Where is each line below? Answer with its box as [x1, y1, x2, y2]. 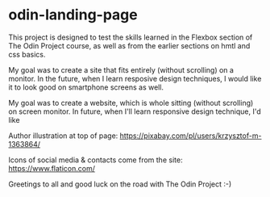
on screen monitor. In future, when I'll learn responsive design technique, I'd [8, 107, 262, 116]
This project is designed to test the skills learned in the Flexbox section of [8, 32, 253, 42]
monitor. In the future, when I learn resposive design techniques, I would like [8, 73, 262, 83]
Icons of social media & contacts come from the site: [8, 155, 183, 165]
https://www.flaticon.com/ [8, 163, 95, 173]
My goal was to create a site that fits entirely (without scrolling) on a [8, 65, 234, 74]
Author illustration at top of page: [8, 131, 118, 140]
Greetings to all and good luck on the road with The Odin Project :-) [8, 179, 232, 189]
